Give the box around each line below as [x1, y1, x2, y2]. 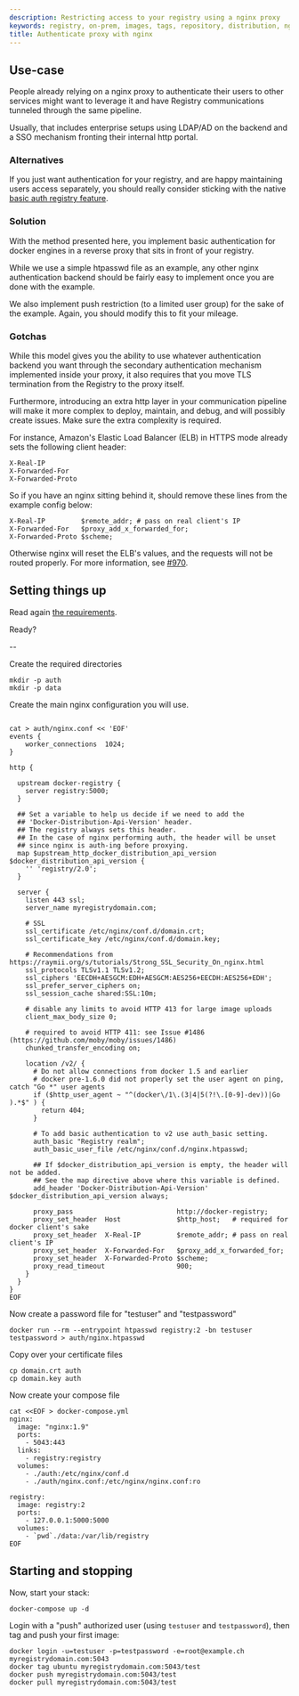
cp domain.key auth [9, 1374, 82, 1383]
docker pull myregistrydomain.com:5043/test [9, 1677, 177, 1687]
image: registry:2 [17, 1500, 86, 1509]
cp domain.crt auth [9, 1366, 82, 1375]
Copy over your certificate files [9, 1349, 123, 1359]
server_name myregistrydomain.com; [25, 903, 158, 913]
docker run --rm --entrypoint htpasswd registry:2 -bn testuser [9, 1326, 253, 1335]
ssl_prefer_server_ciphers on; [25, 981, 141, 990]
